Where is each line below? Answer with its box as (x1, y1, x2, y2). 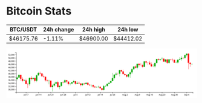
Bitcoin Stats (6, 4, 72, 18)
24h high (82, 26, 106, 33)
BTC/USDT (10, 26, 37, 33)
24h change (43, 26, 74, 33)
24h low (117, 26, 138, 33)
